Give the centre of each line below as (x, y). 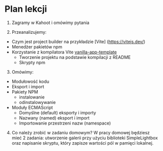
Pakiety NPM (25, 92)
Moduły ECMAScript (32, 107)
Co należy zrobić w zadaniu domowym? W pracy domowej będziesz (81, 132)
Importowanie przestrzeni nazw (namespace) (65, 123)
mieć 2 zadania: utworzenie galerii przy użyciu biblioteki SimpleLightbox (85, 138)
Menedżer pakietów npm (37, 47)
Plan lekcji (26, 9)
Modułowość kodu (30, 81)
